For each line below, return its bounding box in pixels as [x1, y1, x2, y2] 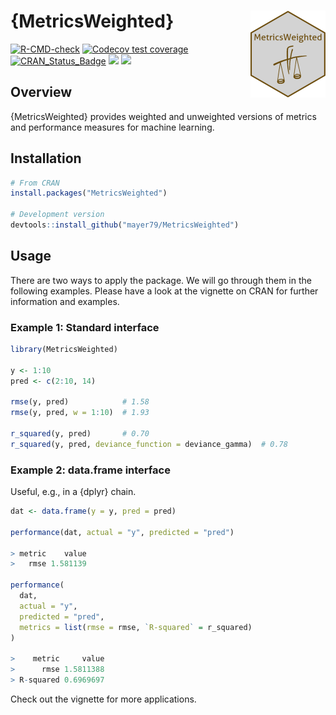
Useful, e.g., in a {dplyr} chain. [10, 486, 137, 498]
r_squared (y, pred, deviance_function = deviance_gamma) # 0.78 [10, 439, 288, 449]
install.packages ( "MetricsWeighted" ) [10, 188, 168, 199]
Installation [10, 150, 82, 167]
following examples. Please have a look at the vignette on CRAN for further [10, 285, 319, 297]
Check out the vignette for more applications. [10, 693, 197, 705]
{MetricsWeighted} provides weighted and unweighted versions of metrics [10, 110, 317, 122]
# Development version [10, 210, 105, 220]
